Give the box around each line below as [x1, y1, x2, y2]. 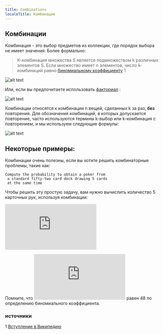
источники [5, 313, 32, 319]
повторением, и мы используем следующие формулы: [5, 121, 119, 127]
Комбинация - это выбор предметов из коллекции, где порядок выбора [5, 42, 155, 49]
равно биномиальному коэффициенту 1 [43, 68, 126, 74]
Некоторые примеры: [5, 144, 75, 153]
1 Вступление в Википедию [5, 324, 62, 330]
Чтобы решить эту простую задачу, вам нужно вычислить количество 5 [5, 189, 156, 195]
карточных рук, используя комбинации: [5, 195, 88, 200]
